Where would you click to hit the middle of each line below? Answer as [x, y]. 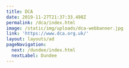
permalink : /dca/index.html [41, 22]
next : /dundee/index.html [44, 50]
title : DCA [20, 12]
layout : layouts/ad [30, 39]
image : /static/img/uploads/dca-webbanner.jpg [65, 28]
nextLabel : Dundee [34, 56]
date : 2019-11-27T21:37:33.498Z [46, 17]
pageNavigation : [26, 45]
